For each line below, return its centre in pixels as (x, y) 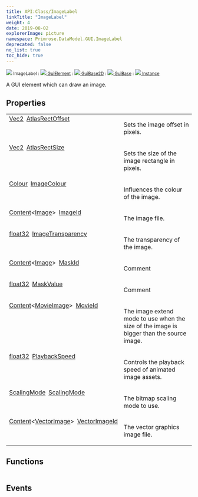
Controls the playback (154, 362)
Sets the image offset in (156, 125)
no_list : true (24, 50)
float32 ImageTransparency (48, 234)
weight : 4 (18, 22)
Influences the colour (153, 189)
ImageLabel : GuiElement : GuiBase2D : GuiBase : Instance (87, 73)
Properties (26, 103)
